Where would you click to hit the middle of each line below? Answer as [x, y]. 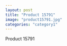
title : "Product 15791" [30, 15]
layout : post [19, 10]
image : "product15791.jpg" [34, 19]
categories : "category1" [31, 24]
